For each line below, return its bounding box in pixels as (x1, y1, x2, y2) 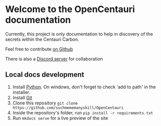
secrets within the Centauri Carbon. (5, 36, 79, 42)
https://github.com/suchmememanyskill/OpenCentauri (12, 105, 124, 110)
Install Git (12, 94, 32, 100)
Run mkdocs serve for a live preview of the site (12, 115, 109, 121)
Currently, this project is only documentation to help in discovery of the (5, 31, 153, 37)
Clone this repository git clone (12, 100, 78, 106)
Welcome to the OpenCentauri (5, 4, 135, 15)
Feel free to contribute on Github (5, 46, 73, 52)
